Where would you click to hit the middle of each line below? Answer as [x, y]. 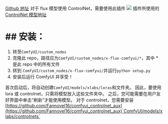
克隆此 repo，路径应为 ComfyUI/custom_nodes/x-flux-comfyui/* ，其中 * [85, 58]
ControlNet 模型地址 [26, 15]
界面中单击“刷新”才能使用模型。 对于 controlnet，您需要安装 [71, 100]
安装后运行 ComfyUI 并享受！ [43, 77]
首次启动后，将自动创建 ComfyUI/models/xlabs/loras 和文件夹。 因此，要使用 [83, 87]
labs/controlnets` [23, 116]
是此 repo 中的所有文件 [36, 64]
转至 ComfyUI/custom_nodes [39, 51]
